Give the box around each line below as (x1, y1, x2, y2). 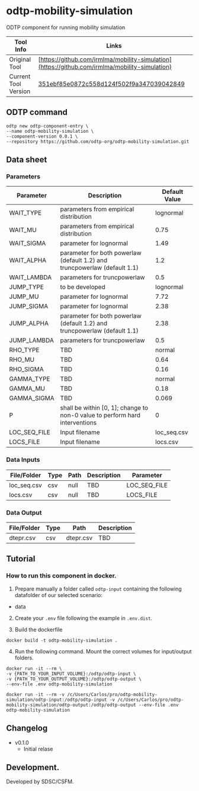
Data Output (6, 508, 43, 516)
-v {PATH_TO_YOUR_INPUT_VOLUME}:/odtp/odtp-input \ (6, 671, 136, 677)
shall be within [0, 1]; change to (60, 404, 149, 412)
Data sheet (6, 155, 47, 165)
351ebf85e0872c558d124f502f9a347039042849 (38, 79, 185, 88)
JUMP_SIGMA (9, 302, 49, 311)
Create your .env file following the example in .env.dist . (14, 614, 153, 621)
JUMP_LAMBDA (9, 336, 54, 345)
